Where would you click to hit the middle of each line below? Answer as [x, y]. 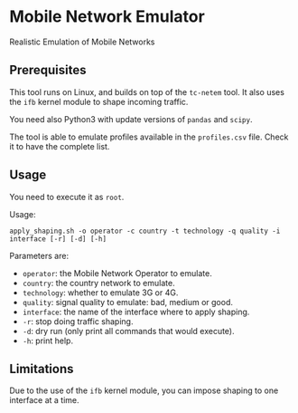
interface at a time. [44, 400]
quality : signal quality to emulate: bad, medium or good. [127, 302]
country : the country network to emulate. [98, 283]
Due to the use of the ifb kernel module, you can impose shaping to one [144, 390]
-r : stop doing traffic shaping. [78, 321]
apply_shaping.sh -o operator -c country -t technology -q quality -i [145, 231]
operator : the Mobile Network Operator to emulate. [117, 273]
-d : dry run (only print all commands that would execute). [128, 331]
